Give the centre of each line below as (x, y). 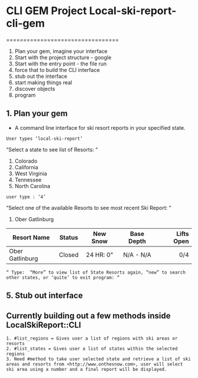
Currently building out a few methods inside (88, 316)
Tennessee (28, 180)
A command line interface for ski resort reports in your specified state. (100, 127)
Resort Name (31, 237)
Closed (69, 255)
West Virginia (31, 173)
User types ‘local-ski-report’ (44, 139)
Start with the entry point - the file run (61, 64)
